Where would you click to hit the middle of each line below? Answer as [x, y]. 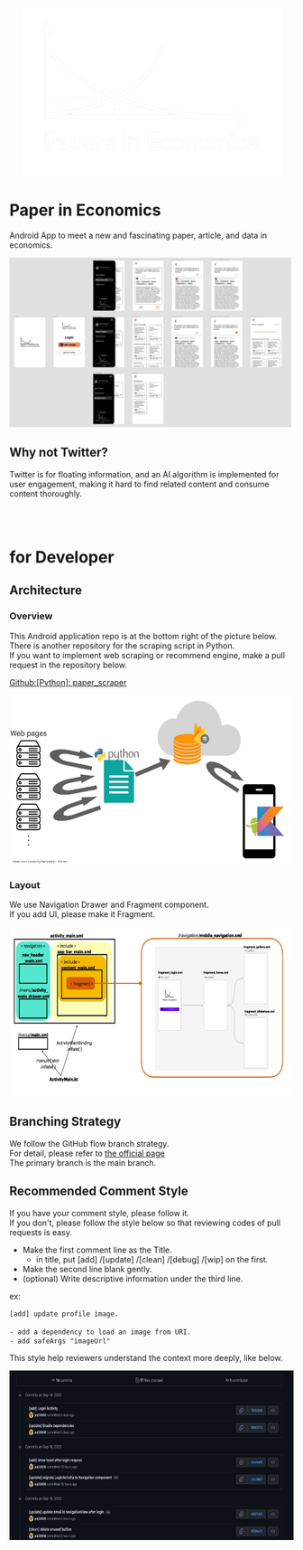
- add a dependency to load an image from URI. [101, 1332]
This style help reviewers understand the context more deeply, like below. [146, 1357]
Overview [31, 616]
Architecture [46, 591]
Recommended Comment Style [99, 1191]
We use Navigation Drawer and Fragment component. [109, 904]
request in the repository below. [69, 665]
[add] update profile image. [64, 1314]
